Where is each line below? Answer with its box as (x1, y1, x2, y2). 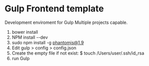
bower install (11, 29, 38, 35)
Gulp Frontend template (4, 3, 104, 14)
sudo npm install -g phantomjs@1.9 (11, 39, 84, 45)
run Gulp (11, 55, 30, 61)
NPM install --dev (11, 34, 48, 40)
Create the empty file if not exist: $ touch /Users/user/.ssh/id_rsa (11, 50, 145, 56)
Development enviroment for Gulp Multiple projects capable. (4, 19, 128, 25)
